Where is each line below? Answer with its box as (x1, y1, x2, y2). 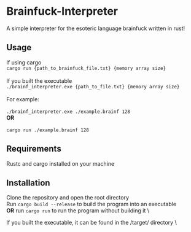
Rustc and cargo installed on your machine (6, 160, 115, 167)
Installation (6, 177, 50, 188)
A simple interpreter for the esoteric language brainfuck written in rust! (6, 25, 185, 32)
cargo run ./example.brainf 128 (6, 127, 89, 133)
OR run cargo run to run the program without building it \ (6, 207, 149, 214)
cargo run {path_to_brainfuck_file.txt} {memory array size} (6, 65, 166, 71)
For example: (6, 95, 40, 102)
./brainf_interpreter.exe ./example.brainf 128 (6, 109, 131, 115)
